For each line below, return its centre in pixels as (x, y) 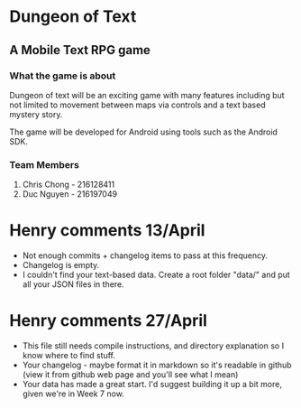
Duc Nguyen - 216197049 (70, 194)
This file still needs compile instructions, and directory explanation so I (153, 346)
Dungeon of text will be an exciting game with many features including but (147, 95)
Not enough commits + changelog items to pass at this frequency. (145, 255)
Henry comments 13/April (107, 231)
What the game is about (63, 76)
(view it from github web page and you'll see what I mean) (130, 375)
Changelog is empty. (61, 265)
